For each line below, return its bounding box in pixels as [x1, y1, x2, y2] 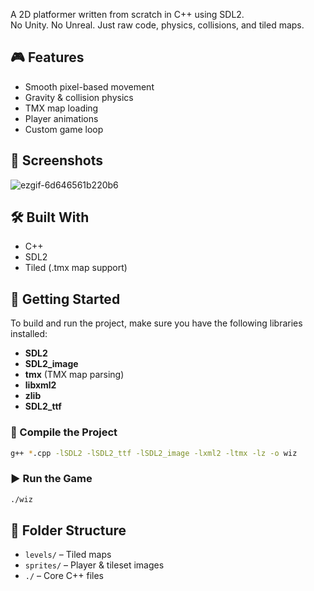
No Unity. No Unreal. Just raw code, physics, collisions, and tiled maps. [10, 19, 305, 31]
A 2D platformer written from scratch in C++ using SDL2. [10, 9, 245, 20]
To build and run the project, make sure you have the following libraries [10, 317, 303, 329]
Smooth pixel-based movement [24, 80, 155, 93]
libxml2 [24, 379, 57, 391]
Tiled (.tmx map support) [24, 262, 128, 274]
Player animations [24, 112, 99, 124]
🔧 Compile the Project [10, 425, 118, 439]
